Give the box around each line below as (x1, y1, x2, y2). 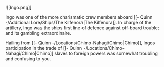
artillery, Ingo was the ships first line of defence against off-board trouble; (5, 25, 159, 31)
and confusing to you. (5, 56, 51, 62)
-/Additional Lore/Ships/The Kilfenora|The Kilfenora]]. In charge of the (5, 20, 152, 25)
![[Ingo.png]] (5, 5, 32, 10)
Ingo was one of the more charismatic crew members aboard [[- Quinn (5, 14, 153, 20)
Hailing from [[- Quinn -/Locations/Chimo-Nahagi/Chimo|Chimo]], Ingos (5, 40, 155, 46)
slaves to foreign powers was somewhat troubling (54, 50, 158, 56)
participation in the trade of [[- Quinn (5, 45, 83, 51)
